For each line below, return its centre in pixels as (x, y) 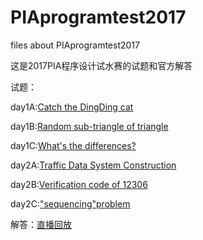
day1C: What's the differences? (73, 145)
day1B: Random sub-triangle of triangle (89, 126)
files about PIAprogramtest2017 (75, 45)
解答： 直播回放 (41, 224)
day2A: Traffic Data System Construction (93, 165)
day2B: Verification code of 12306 (79, 184)
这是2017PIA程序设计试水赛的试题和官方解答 (101, 65)
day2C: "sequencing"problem (70, 203)
